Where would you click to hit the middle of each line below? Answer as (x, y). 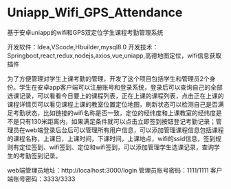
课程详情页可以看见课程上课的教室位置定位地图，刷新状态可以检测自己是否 (112, 104)
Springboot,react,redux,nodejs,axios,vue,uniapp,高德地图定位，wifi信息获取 (114, 55)
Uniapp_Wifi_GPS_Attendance (95, 13)
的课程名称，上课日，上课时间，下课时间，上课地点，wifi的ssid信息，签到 (111, 138)
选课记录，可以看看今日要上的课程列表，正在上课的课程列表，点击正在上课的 (115, 96)
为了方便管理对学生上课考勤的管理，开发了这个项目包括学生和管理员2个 (108, 78)
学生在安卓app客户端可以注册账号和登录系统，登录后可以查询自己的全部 (121, 87)
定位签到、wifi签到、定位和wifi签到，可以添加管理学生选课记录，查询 (117, 147)
